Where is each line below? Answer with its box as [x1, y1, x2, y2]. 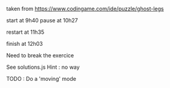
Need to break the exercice [6, 52, 74, 59]
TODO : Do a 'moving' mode [6, 75, 77, 82]
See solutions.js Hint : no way [6, 63, 80, 71]
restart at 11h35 [6, 28, 45, 36]
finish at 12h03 [6, 40, 44, 47]
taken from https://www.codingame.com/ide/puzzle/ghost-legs [6, 5, 165, 12]
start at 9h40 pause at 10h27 [6, 17, 79, 24]
